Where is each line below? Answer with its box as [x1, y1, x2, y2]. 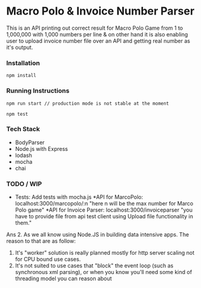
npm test [6, 111, 28, 117]
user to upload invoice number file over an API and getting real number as [6, 37, 191, 44]
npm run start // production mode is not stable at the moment [6, 100, 170, 107]
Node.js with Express [15, 145, 68, 152]
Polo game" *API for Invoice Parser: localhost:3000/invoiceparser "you [15, 206, 193, 213]
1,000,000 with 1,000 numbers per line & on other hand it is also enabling [6, 30, 188, 38]
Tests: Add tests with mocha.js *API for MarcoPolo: [15, 193, 143, 201]
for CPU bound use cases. [15, 256, 81, 263]
